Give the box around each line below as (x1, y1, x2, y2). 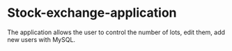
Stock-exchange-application (7, 5, 177, 21)
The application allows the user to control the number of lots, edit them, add (7, 28, 225, 36)
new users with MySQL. (7, 35, 75, 43)
